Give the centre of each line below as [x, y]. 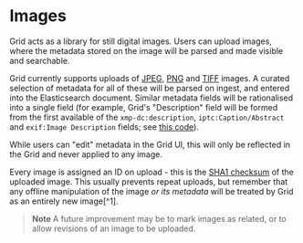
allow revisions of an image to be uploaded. [114, 228]
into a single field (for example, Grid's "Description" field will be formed [144, 107]
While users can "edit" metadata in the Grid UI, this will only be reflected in [150, 144]
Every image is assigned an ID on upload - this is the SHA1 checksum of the [151, 172]
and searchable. [40, 60]
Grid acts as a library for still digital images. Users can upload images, [141, 41]
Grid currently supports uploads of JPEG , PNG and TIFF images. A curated [150, 78]
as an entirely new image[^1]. [64, 201]
